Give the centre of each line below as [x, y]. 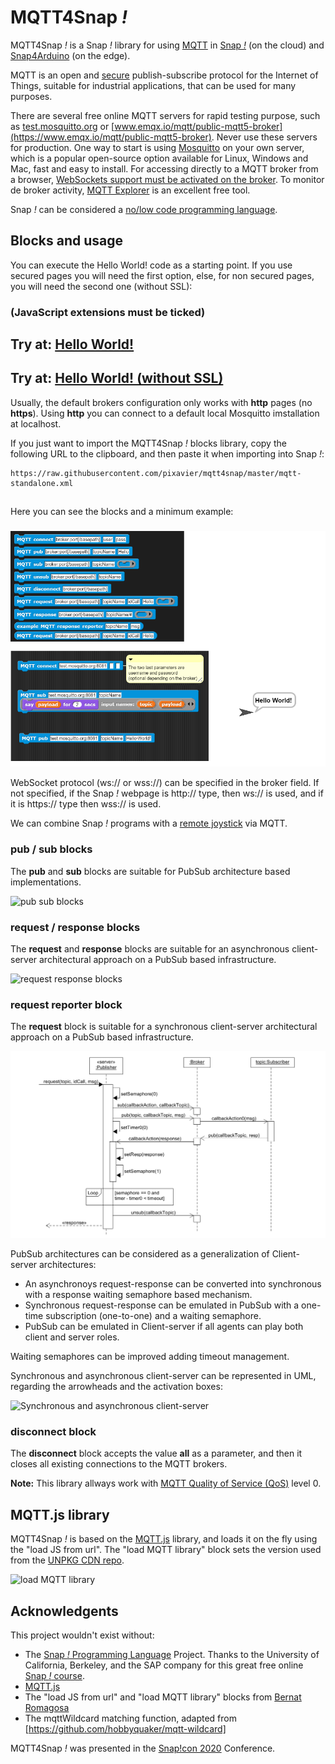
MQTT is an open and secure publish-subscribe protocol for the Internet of [164, 75]
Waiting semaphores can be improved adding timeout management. [150, 1357]
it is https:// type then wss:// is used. [86, 804]
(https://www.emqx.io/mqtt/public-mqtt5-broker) [111, 137]
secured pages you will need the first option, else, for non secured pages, [162, 275]
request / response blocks [75, 927]
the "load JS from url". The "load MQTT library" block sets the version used [166, 1550]
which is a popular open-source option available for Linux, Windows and [159, 158]
